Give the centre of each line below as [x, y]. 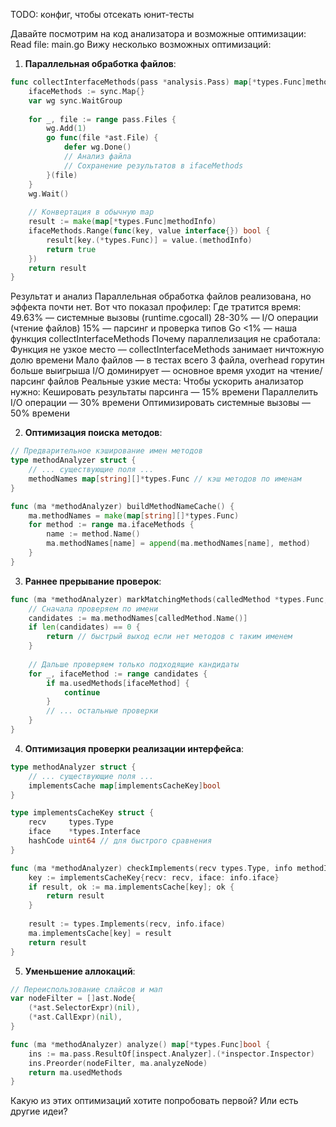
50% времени [40, 413]
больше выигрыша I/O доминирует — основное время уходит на [149, 371]
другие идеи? [39, 1111]
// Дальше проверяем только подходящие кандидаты [134, 664]
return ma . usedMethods [75, 1072]
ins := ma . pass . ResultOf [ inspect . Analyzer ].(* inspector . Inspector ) [171, 1054]
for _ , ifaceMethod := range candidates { [118, 674]
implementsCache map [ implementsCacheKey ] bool [125, 785]
